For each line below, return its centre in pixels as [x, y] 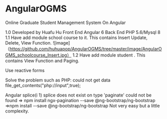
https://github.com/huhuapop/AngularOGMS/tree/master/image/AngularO [86, 48]
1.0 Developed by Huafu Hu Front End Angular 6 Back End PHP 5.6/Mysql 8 [83, 32]
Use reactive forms [25, 70]
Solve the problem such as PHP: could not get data [58, 80]
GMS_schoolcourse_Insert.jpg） [38, 55]
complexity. [17, 111]
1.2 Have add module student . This [109, 55]
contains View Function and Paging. [42, 60]
